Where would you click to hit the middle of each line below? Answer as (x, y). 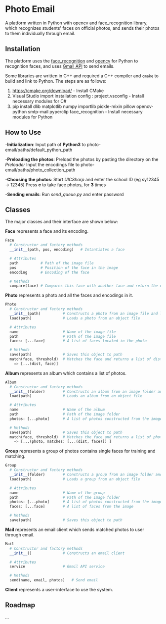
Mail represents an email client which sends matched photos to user (75, 529)
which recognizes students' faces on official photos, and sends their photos (82, 28)
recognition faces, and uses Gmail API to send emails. (60, 66)
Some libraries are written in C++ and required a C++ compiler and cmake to (82, 76)
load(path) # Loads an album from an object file (76, 396)
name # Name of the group (57, 493)
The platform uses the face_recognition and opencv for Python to (72, 61)
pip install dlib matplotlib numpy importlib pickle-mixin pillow (74, 106)
